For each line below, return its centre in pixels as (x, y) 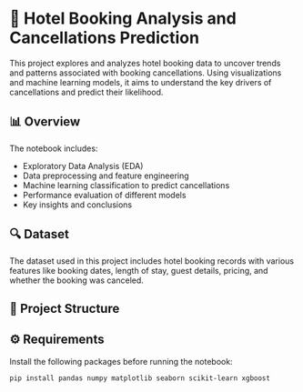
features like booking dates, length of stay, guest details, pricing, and (139, 270)
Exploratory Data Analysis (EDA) (83, 166)
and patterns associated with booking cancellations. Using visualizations (146, 73)
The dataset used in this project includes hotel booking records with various (151, 261)
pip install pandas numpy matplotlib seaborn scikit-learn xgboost (140, 378)
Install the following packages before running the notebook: (121, 361)
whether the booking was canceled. (76, 280)
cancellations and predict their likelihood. (86, 92)
